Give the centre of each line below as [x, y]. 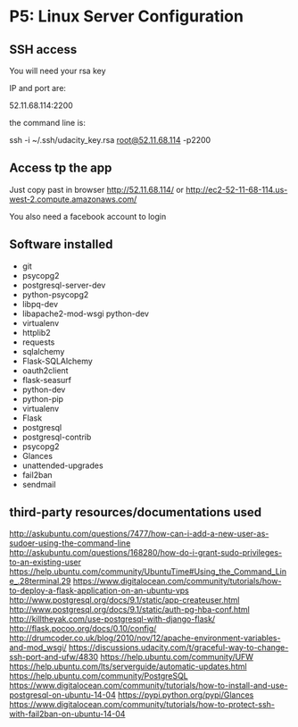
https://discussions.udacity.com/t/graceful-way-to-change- [178, 648]
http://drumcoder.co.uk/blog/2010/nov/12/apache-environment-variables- [145, 638]
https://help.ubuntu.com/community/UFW [177, 657]
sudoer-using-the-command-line [70, 543]
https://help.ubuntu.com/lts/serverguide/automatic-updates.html [128, 666]
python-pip [43, 398]
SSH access [43, 50]
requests [38, 342]
